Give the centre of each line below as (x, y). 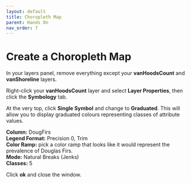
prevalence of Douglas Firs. (39, 151)
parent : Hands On (27, 22)
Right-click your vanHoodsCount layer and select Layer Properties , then (95, 91)
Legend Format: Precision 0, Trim (47, 138)
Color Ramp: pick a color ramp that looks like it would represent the (88, 145)
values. (15, 121)
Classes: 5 (19, 163)
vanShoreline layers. (31, 79)
